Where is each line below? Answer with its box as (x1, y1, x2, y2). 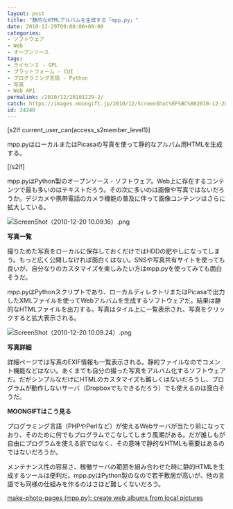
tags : (7, 55, 23, 62)
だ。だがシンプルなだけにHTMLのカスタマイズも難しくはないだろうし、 (7, 375, 212, 383)
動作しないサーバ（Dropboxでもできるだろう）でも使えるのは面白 (31, 384, 219, 392)
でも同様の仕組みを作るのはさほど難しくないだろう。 (12, 479, 165, 488)
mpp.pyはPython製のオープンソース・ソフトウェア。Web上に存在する (7, 177, 207, 185)
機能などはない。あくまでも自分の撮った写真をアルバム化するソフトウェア (12, 366, 226, 375)
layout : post (7, 10, 45, 17)
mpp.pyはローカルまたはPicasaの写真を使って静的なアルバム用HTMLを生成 (7, 140, 223, 148)
